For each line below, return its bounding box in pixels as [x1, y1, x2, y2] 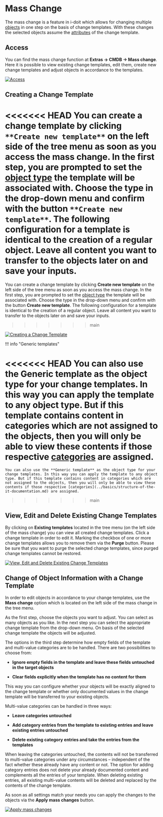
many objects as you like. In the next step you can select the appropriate [5, 619, 151, 625]
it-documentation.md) [5, 489, 49, 494]
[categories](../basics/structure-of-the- [68, 485, 156, 490]
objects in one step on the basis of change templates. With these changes [5, 24, 154, 30]
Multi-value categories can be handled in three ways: [5, 703, 112, 709]
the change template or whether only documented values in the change [5, 688, 148, 694]
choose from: [5, 650, 32, 656]
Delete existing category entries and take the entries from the [12, 737, 140, 742]
